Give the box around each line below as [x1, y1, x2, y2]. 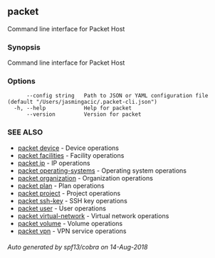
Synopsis [7, 42, 41, 52]
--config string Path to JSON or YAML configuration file [26, 92, 209, 100]
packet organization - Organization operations [17, 173, 153, 182]
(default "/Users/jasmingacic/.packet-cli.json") [7, 99, 158, 106]
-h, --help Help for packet [14, 104, 132, 112]
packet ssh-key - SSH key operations [17, 196, 128, 205]
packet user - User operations [17, 204, 107, 213]
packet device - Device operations [17, 144, 120, 152]
